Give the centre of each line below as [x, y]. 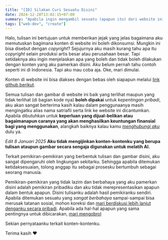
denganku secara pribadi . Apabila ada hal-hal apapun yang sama [72, 208]
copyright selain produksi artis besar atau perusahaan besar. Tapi [72, 54]
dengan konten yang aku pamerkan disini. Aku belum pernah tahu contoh [81, 64]
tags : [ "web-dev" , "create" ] [35, 24]
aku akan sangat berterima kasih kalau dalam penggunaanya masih [74, 105]
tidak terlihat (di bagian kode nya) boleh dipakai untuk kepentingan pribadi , [83, 100]
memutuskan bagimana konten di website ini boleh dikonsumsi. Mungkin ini [83, 43]
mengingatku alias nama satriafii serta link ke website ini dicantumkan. [78, 110]
